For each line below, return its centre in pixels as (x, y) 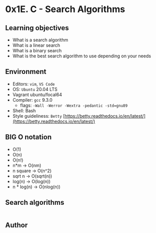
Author (16, 225)
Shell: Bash (24, 110)
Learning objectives (37, 28)
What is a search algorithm (40, 40)
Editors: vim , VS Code (34, 84)
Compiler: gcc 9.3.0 (32, 100)
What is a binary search (37, 51)
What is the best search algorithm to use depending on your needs (82, 56)
